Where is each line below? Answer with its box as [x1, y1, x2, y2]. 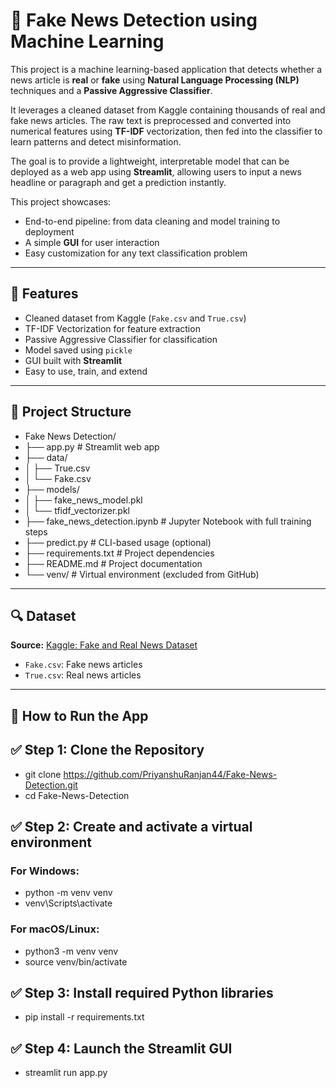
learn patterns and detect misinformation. [10, 135, 182, 148]
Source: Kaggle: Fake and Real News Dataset [10, 639, 198, 651]
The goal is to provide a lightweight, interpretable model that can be [10, 155, 290, 167]
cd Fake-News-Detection [24, 789, 130, 801]
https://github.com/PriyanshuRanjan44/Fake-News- [63, 768, 278, 780]
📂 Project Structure [10, 404, 132, 421]
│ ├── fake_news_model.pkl [24, 494, 143, 506]
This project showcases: [10, 195, 112, 208]
